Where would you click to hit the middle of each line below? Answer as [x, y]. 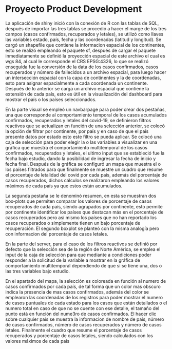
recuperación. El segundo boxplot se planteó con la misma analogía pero [82, 228]
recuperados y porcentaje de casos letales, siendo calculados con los [79, 335]
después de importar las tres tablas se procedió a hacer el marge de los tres [86, 28]
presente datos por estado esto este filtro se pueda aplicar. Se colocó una [83, 137]
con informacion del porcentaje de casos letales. [57, 234]
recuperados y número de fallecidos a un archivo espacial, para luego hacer [86, 72]
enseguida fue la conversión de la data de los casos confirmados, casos [82, 67]
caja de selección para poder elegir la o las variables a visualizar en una [81, 142]
